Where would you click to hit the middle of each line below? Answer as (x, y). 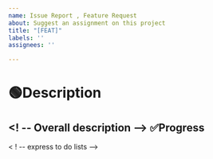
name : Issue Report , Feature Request (73, 16)
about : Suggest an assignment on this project (87, 23)
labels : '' (26, 38)
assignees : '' (32, 45)
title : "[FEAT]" (35, 30)
